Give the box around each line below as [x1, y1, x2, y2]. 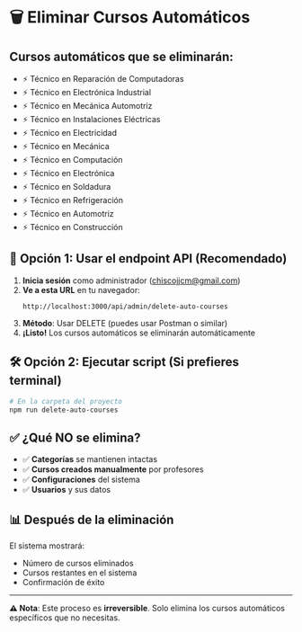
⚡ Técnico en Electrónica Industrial [22, 87, 151, 97]
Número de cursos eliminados [22, 558, 134, 568]
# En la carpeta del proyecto [9, 396, 123, 405]
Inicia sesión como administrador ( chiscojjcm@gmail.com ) [22, 275, 241, 286]
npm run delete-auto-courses [9, 405, 119, 414]
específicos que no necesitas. [9, 612, 120, 623]
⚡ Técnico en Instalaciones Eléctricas [22, 114, 161, 124]
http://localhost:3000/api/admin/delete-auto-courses [22, 302, 228, 311]
